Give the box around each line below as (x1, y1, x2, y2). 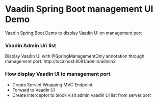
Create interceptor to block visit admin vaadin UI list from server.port (12, 92, 151, 98)
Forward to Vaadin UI (12, 87, 55, 93)
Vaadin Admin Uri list (5, 42, 56, 49)
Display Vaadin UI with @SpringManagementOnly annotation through (5, 53, 145, 59)
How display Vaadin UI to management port (5, 71, 110, 78)
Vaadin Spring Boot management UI (5, 3, 154, 15)
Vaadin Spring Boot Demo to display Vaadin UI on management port (5, 30, 142, 36)
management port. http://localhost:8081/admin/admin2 (5, 59, 116, 64)
